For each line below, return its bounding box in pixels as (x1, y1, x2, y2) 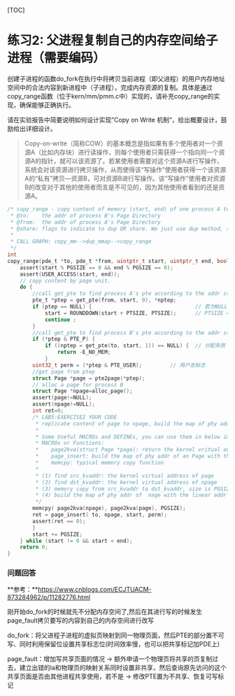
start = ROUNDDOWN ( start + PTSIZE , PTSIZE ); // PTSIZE (44, 309, 224, 317)
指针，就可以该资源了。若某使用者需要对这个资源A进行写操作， (41, 157, 224, 165)
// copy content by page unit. (20, 277, 111, 284)
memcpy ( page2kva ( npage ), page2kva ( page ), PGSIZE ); (32, 505, 187, 512)
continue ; (44, 316, 77, 323)
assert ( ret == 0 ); (32, 518, 86, 525)
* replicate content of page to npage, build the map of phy (35, 420, 218, 427)
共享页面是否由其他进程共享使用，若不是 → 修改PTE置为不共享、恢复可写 (7, 672, 218, 681)
